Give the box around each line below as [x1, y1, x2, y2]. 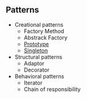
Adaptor [23, 60, 45, 67]
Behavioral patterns [14, 72, 65, 80]
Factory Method [23, 27, 65, 35]
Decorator [23, 66, 50, 73]
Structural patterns [14, 53, 62, 60]
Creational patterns [14, 21, 64, 28]
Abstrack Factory [23, 33, 68, 41]
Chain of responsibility [23, 85, 81, 93]
